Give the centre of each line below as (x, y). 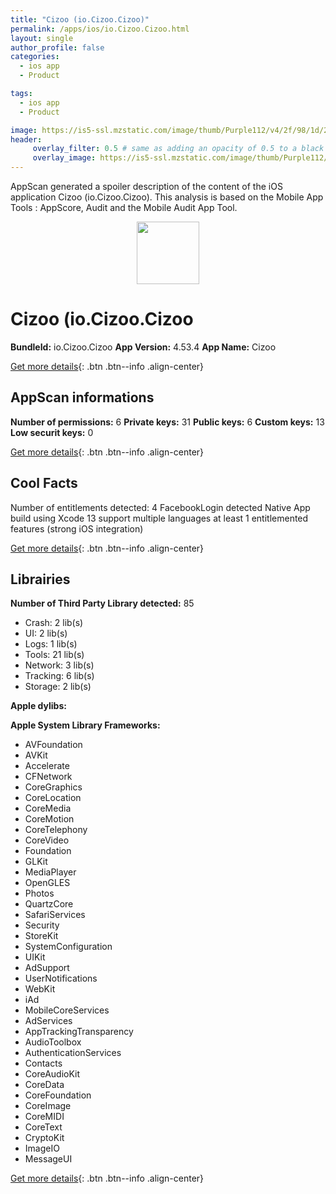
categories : (35, 57)
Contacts (43, 1063)
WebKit (40, 989)
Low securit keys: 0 (52, 432)
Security (42, 925)
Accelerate (47, 766)
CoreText (43, 1127)
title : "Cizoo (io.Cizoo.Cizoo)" (80, 19)
